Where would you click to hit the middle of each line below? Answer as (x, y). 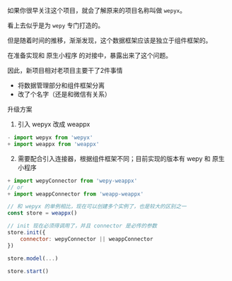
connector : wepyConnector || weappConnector (87, 239)
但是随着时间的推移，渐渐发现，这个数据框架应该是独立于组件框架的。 (110, 40)
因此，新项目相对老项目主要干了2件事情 (65, 70)
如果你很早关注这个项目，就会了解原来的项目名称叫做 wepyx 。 (97, 10)
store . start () (28, 271)
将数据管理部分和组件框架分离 (61, 85)
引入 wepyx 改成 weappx (54, 124)
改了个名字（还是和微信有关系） (64, 94)
